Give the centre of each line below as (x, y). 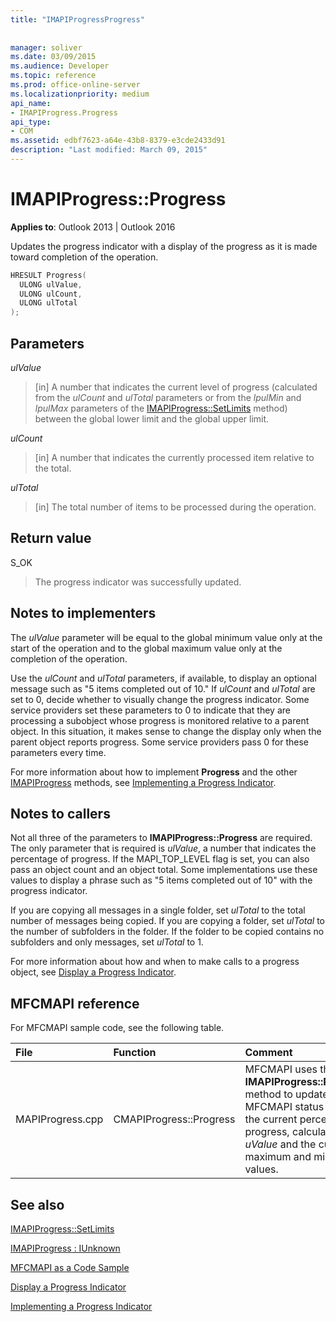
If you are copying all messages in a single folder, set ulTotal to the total (158, 910)
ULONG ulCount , (51, 294)
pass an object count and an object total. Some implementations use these (164, 870)
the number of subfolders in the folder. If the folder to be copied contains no (167, 932)
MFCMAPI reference (75, 1003)
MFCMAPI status (284, 1107)
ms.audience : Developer (60, 66)
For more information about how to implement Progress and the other (154, 772)
